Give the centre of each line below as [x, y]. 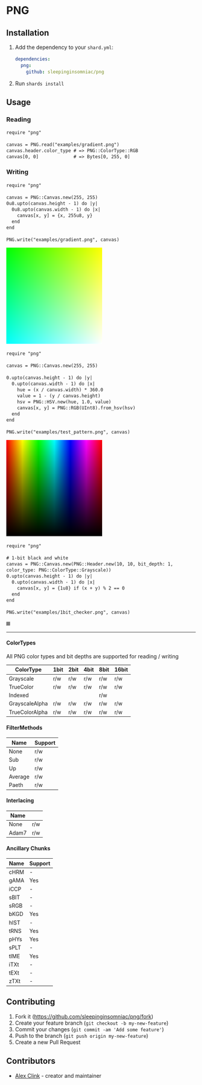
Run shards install [39, 83]
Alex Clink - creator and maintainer [58, 1075]
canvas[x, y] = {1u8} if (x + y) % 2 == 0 [71, 588]
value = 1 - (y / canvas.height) [59, 396]
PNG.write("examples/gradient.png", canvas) [63, 240]
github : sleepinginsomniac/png [65, 72]
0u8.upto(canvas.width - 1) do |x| [56, 209]
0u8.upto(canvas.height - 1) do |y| [52, 203]
